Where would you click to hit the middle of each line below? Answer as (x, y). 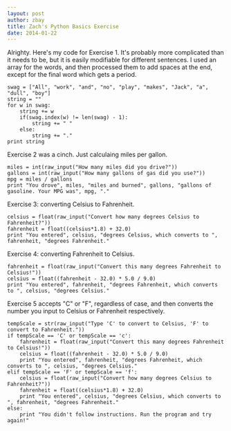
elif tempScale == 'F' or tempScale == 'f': (72, 372)
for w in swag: (29, 106)
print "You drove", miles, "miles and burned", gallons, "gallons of (110, 185)
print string (26, 142)
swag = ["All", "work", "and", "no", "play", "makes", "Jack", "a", (108, 87)
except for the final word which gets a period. (72, 75)
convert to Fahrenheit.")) (46, 330)
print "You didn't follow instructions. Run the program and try (116, 415)
